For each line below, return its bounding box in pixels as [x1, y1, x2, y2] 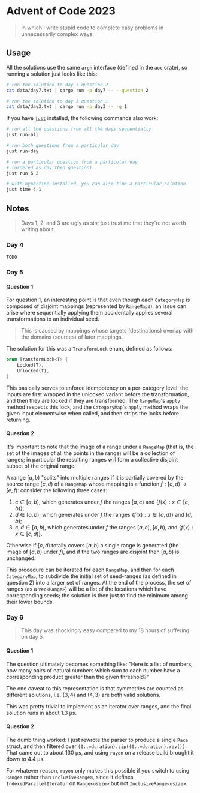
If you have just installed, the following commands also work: [6, 115, 159, 122]
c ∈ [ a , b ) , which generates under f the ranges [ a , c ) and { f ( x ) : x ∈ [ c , [14, 498, 190, 505]
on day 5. [20, 633, 44, 641]
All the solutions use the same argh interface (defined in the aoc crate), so [6, 64, 187, 71]
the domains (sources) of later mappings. [20, 333, 123, 340]
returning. [6, 416, 31, 423]
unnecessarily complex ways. [20, 30, 95, 37]
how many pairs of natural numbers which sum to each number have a [6, 666, 181, 674]
